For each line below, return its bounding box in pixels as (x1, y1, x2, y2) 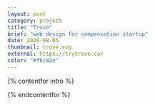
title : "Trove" (7, 24, 53, 31)
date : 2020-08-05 (7, 37, 59, 44)
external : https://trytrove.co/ (7, 51, 104, 58)
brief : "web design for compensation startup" (7, 30, 149, 38)
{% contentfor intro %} (7, 76, 75, 85)
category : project (7, 17, 62, 24)
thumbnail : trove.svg (7, 44, 72, 51)
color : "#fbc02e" (7, 57, 59, 64)
